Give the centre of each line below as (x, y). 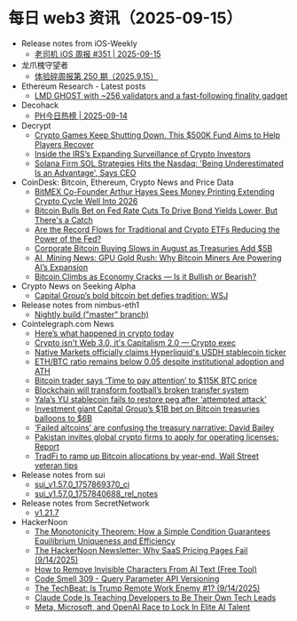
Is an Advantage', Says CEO (85, 172)
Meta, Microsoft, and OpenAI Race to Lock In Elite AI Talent (142, 607)
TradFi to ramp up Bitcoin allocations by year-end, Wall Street (146, 456)
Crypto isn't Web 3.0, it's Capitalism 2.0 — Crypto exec (135, 342)
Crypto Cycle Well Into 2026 (86, 201)
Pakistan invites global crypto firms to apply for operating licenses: (156, 437)
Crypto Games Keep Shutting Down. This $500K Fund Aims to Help (157, 135)
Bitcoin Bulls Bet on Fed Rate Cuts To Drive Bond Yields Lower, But (156, 211)
